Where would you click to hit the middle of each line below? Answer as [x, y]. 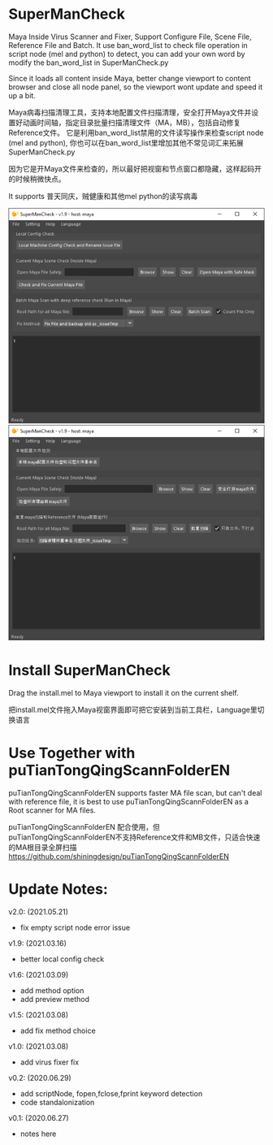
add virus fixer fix [50, 1062]
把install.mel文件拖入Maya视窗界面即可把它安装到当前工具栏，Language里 [133, 709]
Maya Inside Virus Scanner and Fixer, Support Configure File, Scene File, [130, 37]
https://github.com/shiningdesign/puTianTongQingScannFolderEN [119, 856]
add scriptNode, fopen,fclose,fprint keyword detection [111, 1093]
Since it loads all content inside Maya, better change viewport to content [130, 78]
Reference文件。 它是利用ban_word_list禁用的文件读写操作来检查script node [136, 132]
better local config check [62, 959]
